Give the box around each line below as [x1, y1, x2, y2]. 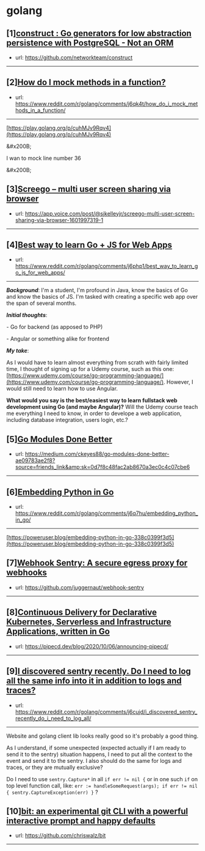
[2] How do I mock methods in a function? [6, 77, 166, 88]
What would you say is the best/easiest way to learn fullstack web [6, 397, 178, 404]
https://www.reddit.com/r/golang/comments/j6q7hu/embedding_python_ [15, 509, 198, 517]
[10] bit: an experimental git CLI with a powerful [6, 806, 189, 816]
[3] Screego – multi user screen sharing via [6, 184, 171, 195]
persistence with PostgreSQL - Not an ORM [6, 37, 174, 48]
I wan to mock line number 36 [6, 154, 81, 162]
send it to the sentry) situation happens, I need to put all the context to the [6, 751, 193, 758]
